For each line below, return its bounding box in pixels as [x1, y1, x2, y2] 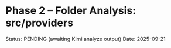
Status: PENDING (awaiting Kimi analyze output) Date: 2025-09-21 [5, 35, 166, 42]
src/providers [5, 16, 74, 29]
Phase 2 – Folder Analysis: [5, 4, 136, 17]
